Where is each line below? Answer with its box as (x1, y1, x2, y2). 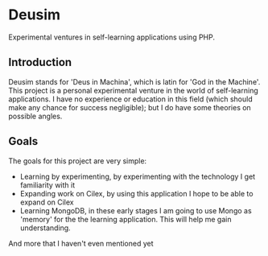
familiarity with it (19, 180, 75, 190)
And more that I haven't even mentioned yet (8, 238, 155, 248)
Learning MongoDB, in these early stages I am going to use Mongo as (19, 205, 252, 215)
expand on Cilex (19, 197, 74, 207)
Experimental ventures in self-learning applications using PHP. (8, 32, 216, 42)
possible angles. (8, 111, 63, 121)
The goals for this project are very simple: (8, 155, 147, 166)
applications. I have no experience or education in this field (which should (8, 94, 254, 104)
